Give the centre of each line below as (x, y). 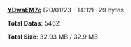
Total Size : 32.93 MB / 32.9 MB (53, 37)
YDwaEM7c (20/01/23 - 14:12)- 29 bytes (66, 10)
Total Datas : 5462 (34, 23)
